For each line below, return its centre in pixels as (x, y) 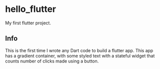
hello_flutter (30, 9)
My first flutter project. (28, 23)
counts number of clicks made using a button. (52, 61)
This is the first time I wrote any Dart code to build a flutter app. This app (79, 50)
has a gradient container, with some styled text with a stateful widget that (80, 56)
